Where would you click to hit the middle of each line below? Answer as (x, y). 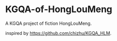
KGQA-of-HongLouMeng (59, 9)
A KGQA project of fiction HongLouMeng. (49, 23)
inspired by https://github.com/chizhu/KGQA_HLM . (58, 33)
